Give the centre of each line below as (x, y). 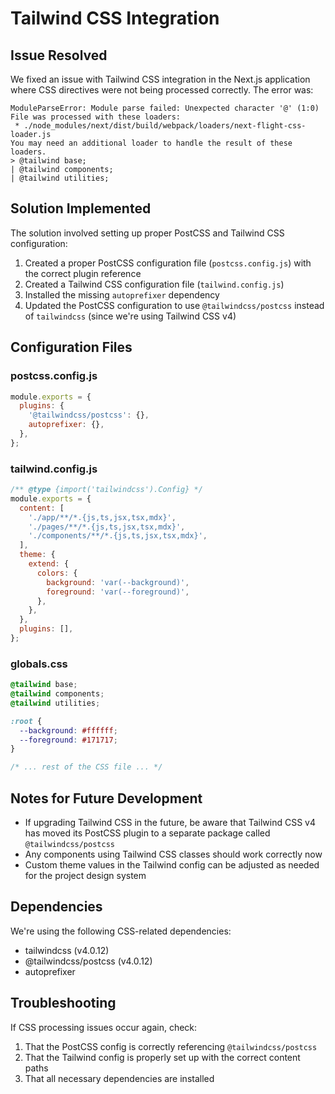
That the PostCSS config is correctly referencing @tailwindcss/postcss (171, 1046)
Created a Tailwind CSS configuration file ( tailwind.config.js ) (154, 284)
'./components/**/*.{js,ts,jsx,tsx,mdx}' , (118, 536)
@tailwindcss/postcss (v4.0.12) (88, 961)
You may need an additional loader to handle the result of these (151, 143)
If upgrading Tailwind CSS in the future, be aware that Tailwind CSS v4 (170, 823)
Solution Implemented (81, 208)
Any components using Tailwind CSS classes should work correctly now (173, 854)
